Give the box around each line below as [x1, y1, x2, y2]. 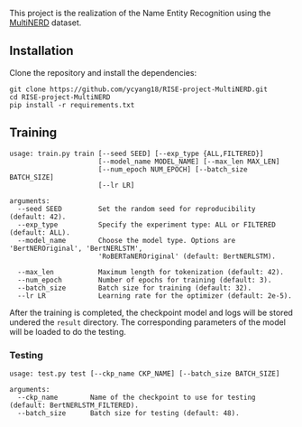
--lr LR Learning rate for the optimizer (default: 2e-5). [17, 291, 293, 301]
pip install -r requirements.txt [9, 100, 135, 109]
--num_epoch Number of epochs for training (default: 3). [17, 275, 272, 284]
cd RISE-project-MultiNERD [9, 92, 111, 102]
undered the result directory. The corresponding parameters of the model [9, 316, 287, 328]
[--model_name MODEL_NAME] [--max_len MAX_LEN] [97, 157, 280, 166]
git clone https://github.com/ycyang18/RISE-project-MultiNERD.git [9, 85, 269, 94]
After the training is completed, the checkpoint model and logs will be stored [9, 307, 293, 318]
